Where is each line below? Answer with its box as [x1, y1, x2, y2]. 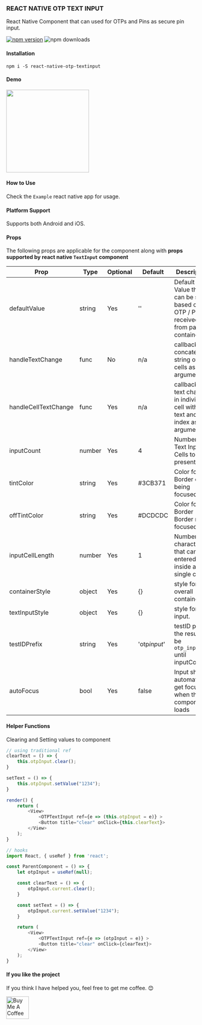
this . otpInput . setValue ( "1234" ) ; [17, 780, 101, 787]
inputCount [9, 447, 41, 455]
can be [174, 293, 194, 302]
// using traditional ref [6, 747, 71, 753]
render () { [6, 797, 34, 803]
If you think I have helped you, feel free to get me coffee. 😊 [6, 984, 154, 991]
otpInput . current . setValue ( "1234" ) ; [28, 908, 120, 914]
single [174, 570, 191, 579]
